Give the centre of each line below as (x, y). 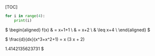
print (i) (23, 20)
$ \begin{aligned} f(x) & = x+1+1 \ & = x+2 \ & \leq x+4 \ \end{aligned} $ (78, 30)
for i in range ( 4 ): (25, 16)
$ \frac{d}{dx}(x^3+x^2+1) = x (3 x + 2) (45, 39)
